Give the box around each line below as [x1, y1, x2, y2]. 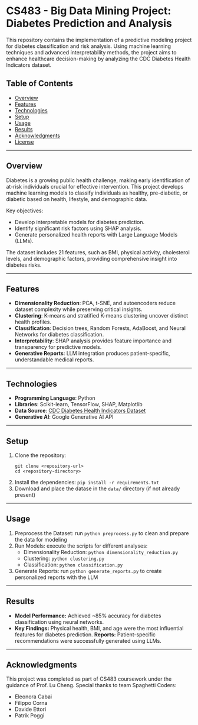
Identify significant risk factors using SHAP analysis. [14, 225, 142, 232]
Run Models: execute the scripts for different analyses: [14, 542, 148, 549]
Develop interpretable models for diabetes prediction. [14, 218, 145, 225]
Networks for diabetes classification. [14, 331, 104, 338]
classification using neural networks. [14, 618, 104, 625]
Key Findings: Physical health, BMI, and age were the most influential [14, 624, 184, 632]
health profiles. [14, 318, 52, 326]
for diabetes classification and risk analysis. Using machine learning [6, 43, 171, 50]
